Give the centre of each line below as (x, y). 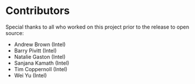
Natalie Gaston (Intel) (40, 57)
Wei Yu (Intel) (30, 75)
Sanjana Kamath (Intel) (42, 63)
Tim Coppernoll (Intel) (41, 69)
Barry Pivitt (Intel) (35, 50)
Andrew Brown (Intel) (40, 44)
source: (15, 33)
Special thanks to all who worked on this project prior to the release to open (97, 27)
